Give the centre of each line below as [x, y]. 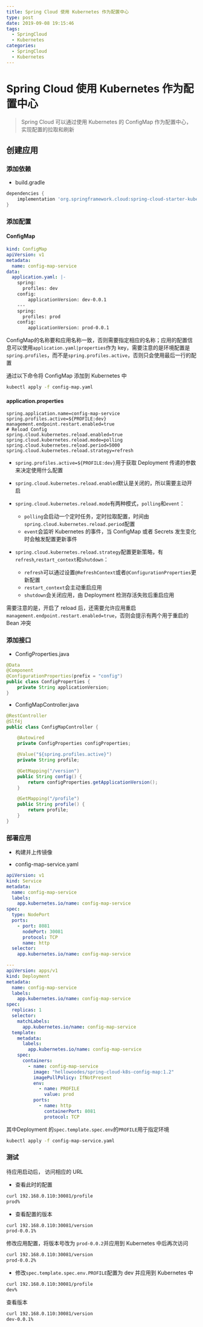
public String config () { [50, 776]
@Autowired [31, 738]
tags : [13, 29]
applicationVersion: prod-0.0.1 [69, 328]
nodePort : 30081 [43, 932]
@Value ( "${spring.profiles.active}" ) [65, 755]
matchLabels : [34, 1021]
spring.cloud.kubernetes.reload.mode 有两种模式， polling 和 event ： [100, 503]
